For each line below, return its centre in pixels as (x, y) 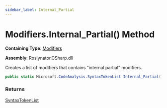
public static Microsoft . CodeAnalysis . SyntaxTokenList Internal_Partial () (84, 77)
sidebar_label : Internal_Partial (40, 10)
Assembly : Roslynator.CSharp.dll (39, 58)
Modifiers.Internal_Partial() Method (80, 34)
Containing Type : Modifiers (34, 48)
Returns (15, 89)
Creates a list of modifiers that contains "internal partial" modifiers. (74, 67)
